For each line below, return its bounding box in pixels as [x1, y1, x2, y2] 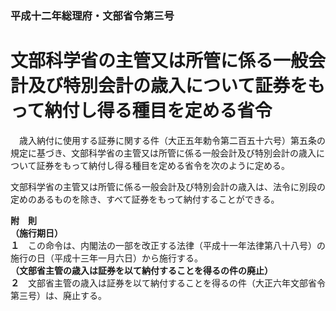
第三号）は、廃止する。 [10, 289, 107, 301]
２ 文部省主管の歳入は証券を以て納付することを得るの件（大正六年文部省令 [10, 277, 326, 289]
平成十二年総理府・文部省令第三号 [10, 8, 175, 22]
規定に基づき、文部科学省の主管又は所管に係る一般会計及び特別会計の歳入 [10, 147, 317, 159]
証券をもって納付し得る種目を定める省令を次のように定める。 [36, 159, 290, 171]
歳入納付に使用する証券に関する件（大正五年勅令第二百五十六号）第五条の [18, 134, 326, 146]
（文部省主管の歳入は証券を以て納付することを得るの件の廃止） [10, 264, 273, 276]
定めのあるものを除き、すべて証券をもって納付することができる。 [10, 193, 280, 205]
